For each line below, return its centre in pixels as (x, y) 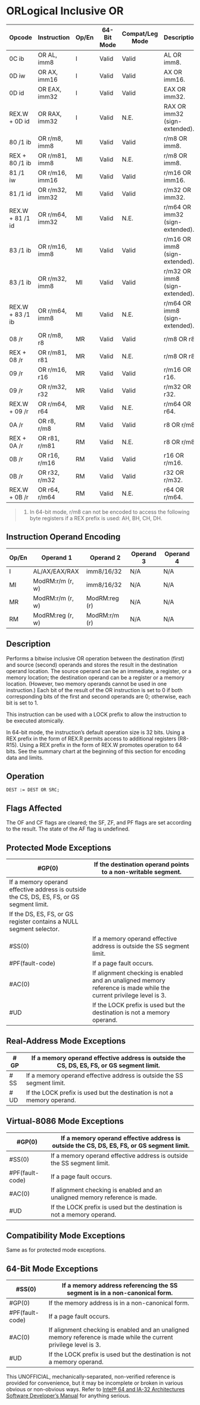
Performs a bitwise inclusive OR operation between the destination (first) (95, 658)
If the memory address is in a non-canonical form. (119, 1303)
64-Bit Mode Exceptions (52, 1269)
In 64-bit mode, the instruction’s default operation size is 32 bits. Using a (96, 732)
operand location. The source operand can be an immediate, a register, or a (99, 671)
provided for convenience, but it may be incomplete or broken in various (95, 1383)
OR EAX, (49, 89)
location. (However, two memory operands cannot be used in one (87, 684)
